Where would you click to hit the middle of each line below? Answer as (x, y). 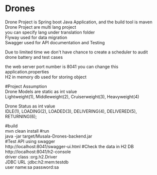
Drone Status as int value (30, 106)
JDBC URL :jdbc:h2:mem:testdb (37, 162)
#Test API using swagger (30, 141)
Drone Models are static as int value (41, 91)
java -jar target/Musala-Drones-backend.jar (49, 136)
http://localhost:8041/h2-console (38, 152)
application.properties (27, 71)
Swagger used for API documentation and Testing (55, 42)
